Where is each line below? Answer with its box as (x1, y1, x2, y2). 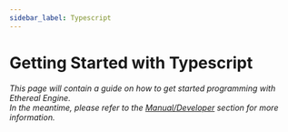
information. (9, 111, 55, 123)
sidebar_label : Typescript (9, 13, 112, 23)
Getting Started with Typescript (9, 52, 253, 73)
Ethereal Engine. (9, 92, 71, 103)
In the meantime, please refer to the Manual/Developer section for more (9, 102, 279, 113)
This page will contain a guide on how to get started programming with (9, 83, 276, 94)
